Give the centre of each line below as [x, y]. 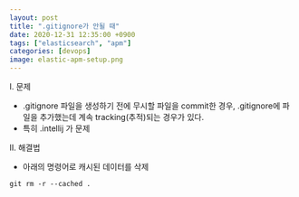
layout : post [34, 18]
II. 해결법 [25, 147]
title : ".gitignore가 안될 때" [65, 26]
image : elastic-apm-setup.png [67, 60]
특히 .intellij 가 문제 [56, 128]
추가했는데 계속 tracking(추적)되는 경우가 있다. [122, 117]
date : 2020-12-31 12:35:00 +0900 [72, 34]
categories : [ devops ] [50, 52]
